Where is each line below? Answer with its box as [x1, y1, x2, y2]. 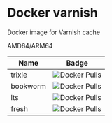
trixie [10, 70, 28, 80]
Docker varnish [7, 5, 98, 21]
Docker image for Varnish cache [7, 28, 100, 36]
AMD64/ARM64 [7, 41, 53, 50]
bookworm [10, 81, 47, 91]
